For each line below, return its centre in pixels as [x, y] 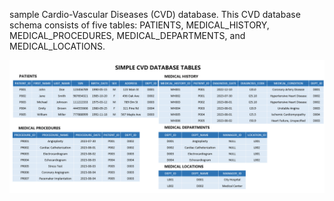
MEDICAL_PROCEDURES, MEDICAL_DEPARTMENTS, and [127, 35]
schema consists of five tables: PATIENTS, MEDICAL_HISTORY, [139, 25]
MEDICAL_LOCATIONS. [57, 46]
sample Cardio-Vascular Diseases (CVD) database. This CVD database [155, 14]
